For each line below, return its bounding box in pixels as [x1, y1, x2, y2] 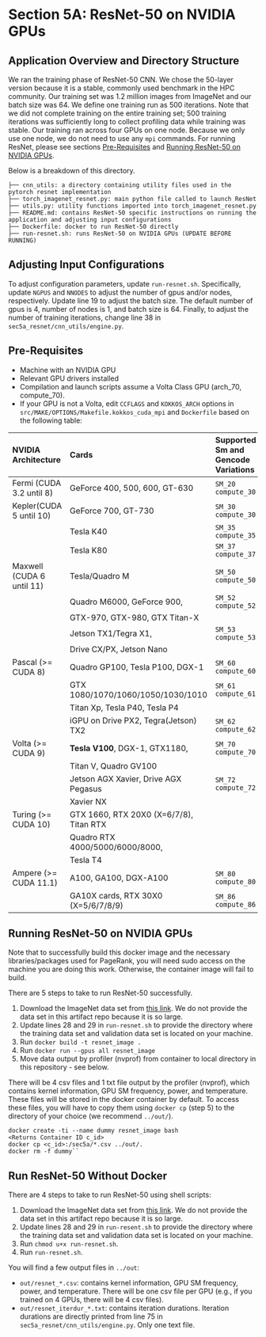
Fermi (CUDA [12, 477, 62, 488]
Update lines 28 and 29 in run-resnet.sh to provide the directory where [19, 1020, 253, 1030]
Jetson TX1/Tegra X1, [70, 628, 153, 639]
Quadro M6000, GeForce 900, [70, 596, 184, 607]
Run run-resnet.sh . [19, 1248, 83, 1257]
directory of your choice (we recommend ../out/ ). [8, 1111, 174, 1121]
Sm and [215, 444, 245, 455]
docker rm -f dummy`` [8, 1148, 80, 1156]
